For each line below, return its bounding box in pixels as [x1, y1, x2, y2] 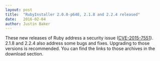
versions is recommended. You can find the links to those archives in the [5, 45, 155, 51]
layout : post [5, 7, 33, 12]
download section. [5, 51, 44, 57]
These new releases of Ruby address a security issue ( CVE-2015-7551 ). [5, 35, 153, 41]
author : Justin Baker [5, 21, 51, 26]
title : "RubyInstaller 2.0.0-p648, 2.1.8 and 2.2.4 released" [5, 12, 140, 17]
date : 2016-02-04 [5, 16, 46, 21]
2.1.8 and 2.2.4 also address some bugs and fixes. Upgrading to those [5, 40, 150, 46]
